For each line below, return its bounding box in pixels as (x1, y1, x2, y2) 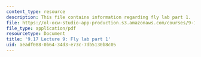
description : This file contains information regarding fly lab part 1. (6, 14, 191, 20)
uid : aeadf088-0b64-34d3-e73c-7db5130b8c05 (6, 42, 117, 48)
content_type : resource (6, 8, 66, 15)
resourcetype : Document (6, 31, 66, 37)
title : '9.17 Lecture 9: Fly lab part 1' (6, 36, 111, 42)
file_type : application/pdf (6, 25, 77, 31)
